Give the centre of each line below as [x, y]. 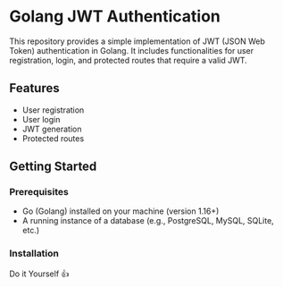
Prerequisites [39, 192]
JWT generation [52, 129]
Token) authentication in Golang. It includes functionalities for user [132, 50]
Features [34, 88]
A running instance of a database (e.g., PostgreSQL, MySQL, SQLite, [148, 221]
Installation [34, 254]
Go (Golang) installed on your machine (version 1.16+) [121, 211]
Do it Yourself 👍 [39, 274]
